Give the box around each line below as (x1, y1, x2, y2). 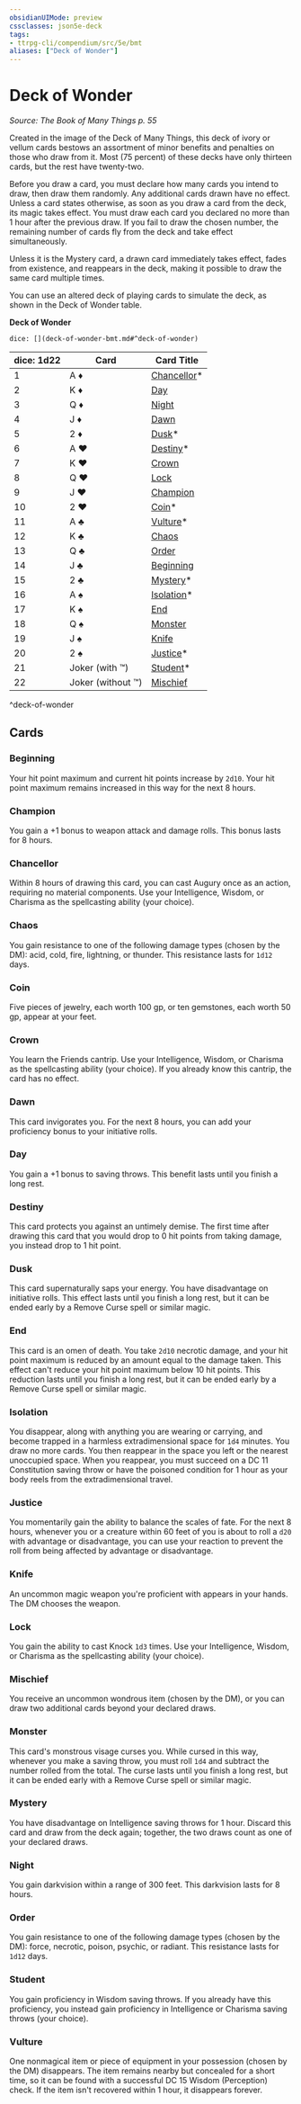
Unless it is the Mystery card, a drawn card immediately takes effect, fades (9, 254, 288, 264)
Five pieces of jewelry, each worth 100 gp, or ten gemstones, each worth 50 (9, 1001, 291, 1012)
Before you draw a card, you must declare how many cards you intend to (9, 179, 279, 190)
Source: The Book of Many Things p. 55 (9, 115, 157, 126)
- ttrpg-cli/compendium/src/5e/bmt (9, 38, 143, 48)
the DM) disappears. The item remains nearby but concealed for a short (9, 2065, 276, 2076)
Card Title (155, 354, 199, 367)
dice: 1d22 (13, 354, 61, 367)
